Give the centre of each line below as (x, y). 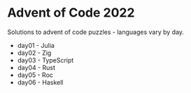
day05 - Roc (35, 75)
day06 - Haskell (40, 82)
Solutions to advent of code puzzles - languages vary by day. (95, 32)
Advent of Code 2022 (71, 13)
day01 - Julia (36, 45)
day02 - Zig (34, 53)
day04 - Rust (36, 67)
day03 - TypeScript (45, 60)
